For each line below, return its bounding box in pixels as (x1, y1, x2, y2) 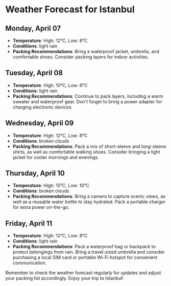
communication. (12, 260, 47, 266)
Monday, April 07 (5, 24, 61, 33)
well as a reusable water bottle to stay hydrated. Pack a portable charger (12, 199, 166, 205)
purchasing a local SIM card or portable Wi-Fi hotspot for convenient (12, 254, 158, 260)
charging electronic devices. (12, 104, 73, 110)
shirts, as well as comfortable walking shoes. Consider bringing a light (12, 148, 160, 155)
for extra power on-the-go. (12, 204, 70, 210)
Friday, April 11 (5, 219, 53, 228)
